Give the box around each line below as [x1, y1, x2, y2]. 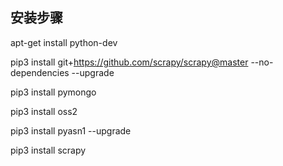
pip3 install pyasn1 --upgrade [10, 124, 132, 137]
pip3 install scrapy [10, 144, 87, 156]
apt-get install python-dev [10, 36, 118, 48]
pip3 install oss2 [10, 105, 78, 117]
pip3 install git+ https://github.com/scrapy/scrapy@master [10, 56, 249, 68]
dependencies [10, 66, 70, 78]
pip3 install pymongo [10, 86, 97, 98]
